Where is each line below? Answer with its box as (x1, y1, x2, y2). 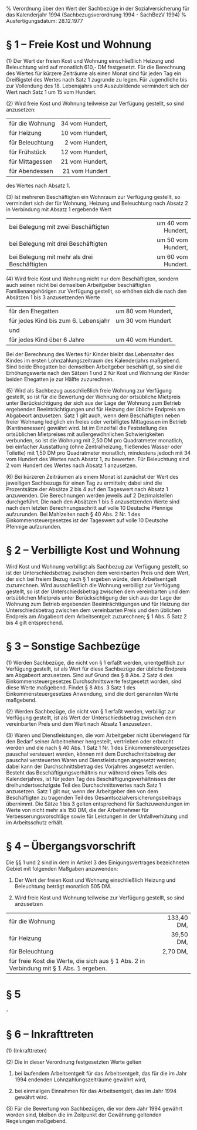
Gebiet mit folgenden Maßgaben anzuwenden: (6, 865, 118, 872)
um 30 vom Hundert (115, 316, 171, 324)
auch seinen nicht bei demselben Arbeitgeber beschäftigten (6, 281, 151, 288)
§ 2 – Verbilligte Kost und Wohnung (6, 544, 181, 557)
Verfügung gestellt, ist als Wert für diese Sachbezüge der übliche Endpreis (6, 665, 186, 672)
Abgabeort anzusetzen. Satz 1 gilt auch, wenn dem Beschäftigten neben (6, 412, 181, 419)
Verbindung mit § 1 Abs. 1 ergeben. (9, 964, 107, 972)
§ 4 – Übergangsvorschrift (6, 840, 136, 852)
